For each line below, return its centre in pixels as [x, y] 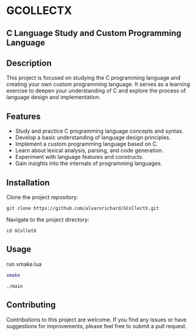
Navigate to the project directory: [48, 220]
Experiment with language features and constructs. [79, 157]
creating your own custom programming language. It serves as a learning [98, 84]
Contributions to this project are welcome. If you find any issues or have [96, 320]
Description [29, 63]
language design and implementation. [54, 97]
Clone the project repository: [42, 197]
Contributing [31, 305]
